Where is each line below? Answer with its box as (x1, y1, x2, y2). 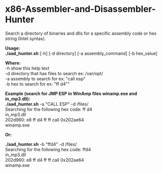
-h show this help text (5, 65, 49, 71)
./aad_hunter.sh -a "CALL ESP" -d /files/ (5, 101, 89, 107)
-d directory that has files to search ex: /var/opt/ (5, 70, 103, 76)
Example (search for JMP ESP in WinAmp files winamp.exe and (5, 90, 137, 96)
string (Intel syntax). (5, 36, 46, 42)
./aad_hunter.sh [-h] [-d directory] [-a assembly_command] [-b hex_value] (5, 50, 158, 56)
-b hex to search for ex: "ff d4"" (5, 81, 70, 87)
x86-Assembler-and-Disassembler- (5, 3, 156, 15)
